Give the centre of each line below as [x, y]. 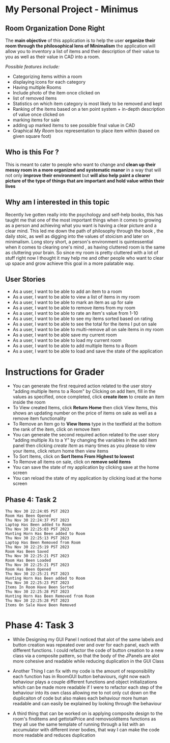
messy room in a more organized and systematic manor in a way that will [83, 170]
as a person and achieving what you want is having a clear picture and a [81, 225]
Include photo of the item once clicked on [56, 93]
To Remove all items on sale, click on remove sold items [72, 462]
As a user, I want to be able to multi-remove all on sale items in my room [88, 330]
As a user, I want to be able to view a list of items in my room [76, 297]
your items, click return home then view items [60, 451]
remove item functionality [39, 418]
